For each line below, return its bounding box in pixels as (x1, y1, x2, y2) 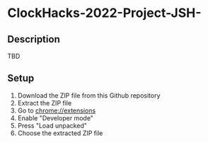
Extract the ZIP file (17, 98, 72, 107)
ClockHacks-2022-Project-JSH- (7, 5, 202, 21)
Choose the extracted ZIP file (17, 129, 103, 137)
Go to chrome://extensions (17, 106, 96, 115)
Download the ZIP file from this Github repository (17, 91, 161, 100)
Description (7, 33, 60, 45)
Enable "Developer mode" (17, 113, 94, 122)
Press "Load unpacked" (17, 121, 87, 130)
